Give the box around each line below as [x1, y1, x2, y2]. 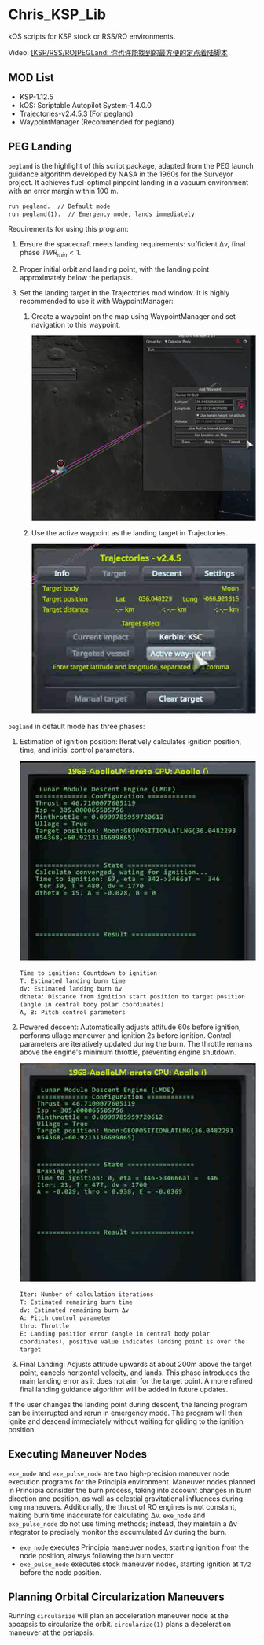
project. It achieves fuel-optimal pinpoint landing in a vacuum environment [8, 177, 249, 187]
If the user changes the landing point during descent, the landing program [8, 1399, 247, 1409]
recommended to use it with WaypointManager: [19, 297, 174, 306]
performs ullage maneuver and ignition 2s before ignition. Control [19, 1031, 232, 1040]
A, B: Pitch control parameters [19, 1009, 126, 1017]
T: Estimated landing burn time [19, 977, 126, 985]
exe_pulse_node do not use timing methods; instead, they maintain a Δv [8, 1518, 238, 1528]
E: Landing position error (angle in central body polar [19, 1329, 211, 1338]
